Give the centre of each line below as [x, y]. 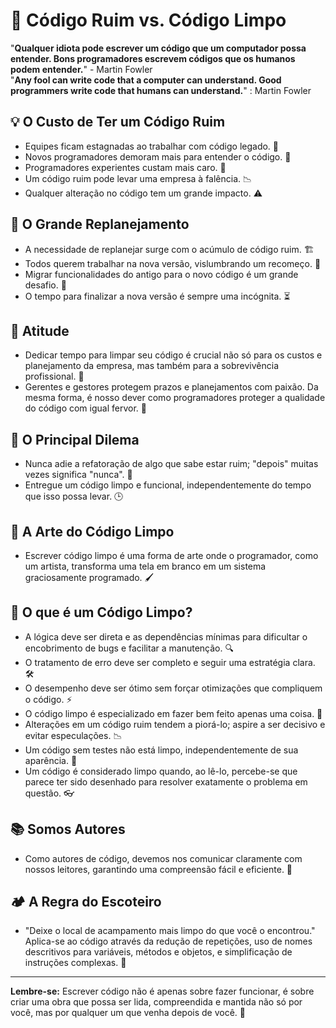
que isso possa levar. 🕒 [74, 496]
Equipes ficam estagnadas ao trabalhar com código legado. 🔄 [152, 146]
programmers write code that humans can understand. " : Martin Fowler [161, 90]
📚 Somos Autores [68, 829]
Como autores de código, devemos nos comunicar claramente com [163, 858]
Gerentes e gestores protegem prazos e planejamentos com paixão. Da [171, 387]
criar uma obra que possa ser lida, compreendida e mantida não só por [156, 1002]
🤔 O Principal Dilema [75, 439]
